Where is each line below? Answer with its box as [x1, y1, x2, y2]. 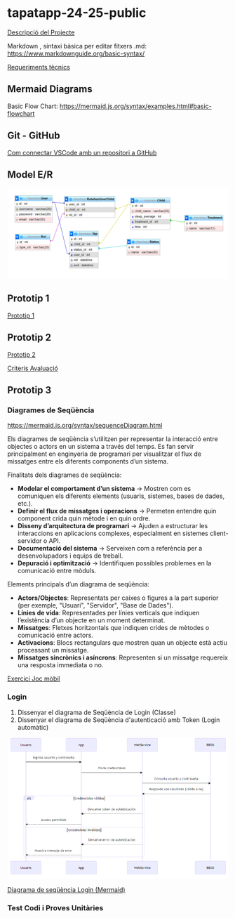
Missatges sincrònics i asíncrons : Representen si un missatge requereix [17, 653, 228, 662]
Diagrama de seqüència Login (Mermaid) [7, 885, 126, 893]
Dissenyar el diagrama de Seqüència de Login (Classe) [17, 708, 177, 716]
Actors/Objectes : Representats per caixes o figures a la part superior [17, 594, 219, 602]
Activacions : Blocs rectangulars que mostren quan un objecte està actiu [17, 638, 228, 647]
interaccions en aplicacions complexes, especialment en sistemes [17, 529, 208, 538]
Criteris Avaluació [7, 364, 58, 372]
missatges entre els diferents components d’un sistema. [7, 457, 169, 466]
